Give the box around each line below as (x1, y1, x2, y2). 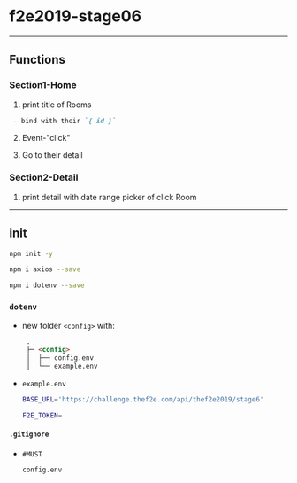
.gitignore (9, 430, 49, 440)
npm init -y (9, 249, 53, 258)
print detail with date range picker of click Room (21, 191, 197, 202)
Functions (9, 52, 66, 67)
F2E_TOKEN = (21, 410, 63, 420)
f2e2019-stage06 (9, 6, 142, 27)
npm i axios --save (9, 265, 81, 274)
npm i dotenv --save (9, 281, 86, 290)
